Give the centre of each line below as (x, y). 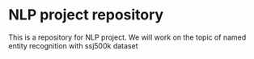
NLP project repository (86, 15)
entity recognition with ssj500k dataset (73, 45)
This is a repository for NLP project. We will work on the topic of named (127, 37)
